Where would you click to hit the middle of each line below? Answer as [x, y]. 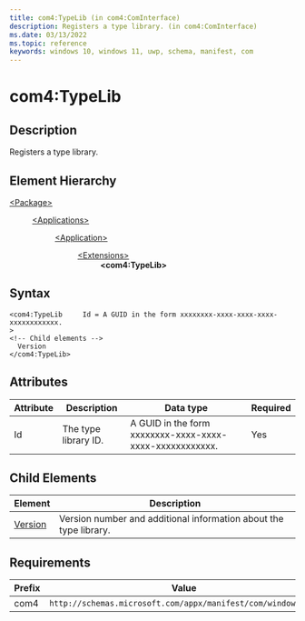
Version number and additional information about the [171, 519]
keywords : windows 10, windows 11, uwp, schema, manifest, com [132, 52]
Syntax [30, 293]
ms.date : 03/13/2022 [49, 35]
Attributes [39, 382]
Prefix [27, 588]
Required [271, 407]
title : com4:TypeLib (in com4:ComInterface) [95, 18]
